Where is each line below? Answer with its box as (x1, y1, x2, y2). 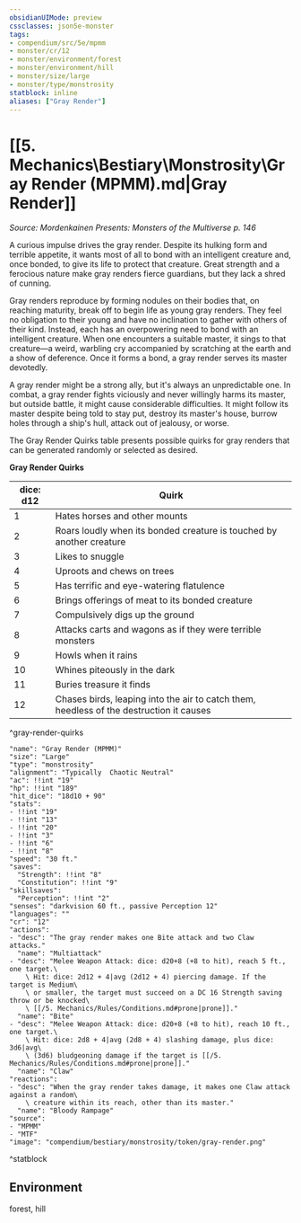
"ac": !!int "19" (9, 776, 74, 785)
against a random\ (9, 1091, 78, 1100)
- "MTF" (9, 1130, 39, 1139)
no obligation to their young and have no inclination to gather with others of (9, 315, 288, 325)
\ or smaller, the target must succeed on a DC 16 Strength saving (25, 988, 282, 997)
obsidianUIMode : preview (9, 13, 102, 22)
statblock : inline (9, 88, 78, 97)
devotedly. (9, 362, 48, 373)
